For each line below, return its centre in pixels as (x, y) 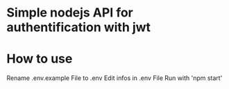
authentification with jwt (78, 27)
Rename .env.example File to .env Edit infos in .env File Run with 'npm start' (114, 78)
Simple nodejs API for (70, 13)
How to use (40, 59)
